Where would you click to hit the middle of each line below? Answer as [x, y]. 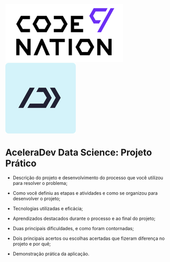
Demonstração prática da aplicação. [51, 254]
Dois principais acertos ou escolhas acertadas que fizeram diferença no [89, 238]
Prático [21, 164]
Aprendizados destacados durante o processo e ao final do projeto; [84, 218]
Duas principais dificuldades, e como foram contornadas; [73, 228]
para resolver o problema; [40, 183]
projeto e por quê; [32, 244]
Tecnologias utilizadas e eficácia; [48, 208]
